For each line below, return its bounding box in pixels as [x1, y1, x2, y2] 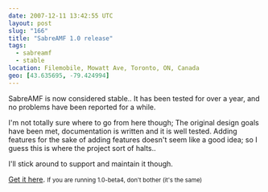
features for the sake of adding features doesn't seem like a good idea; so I [8, 134, 258, 145]
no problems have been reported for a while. [8, 102, 156, 112]
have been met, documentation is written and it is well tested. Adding [8, 126, 237, 136]
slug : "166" [8, 27, 48, 35]
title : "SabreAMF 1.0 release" [8, 34, 113, 43]
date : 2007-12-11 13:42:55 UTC [8, 11, 113, 20]
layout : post [8, 19, 52, 27]
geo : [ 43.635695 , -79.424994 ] [8, 71, 110, 80]
